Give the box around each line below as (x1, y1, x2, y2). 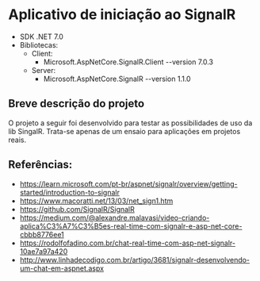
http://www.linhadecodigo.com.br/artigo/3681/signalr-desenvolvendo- (19, 255, 250, 264)
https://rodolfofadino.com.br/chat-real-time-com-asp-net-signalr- (19, 238, 236, 248)
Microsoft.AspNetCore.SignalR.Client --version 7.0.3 (43, 57, 214, 67)
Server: (31, 65, 56, 75)
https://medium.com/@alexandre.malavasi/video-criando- (19, 213, 210, 222)
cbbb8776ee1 (19, 229, 65, 239)
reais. (8, 135, 27, 144)
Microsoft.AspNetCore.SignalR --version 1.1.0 (43, 74, 192, 83)
